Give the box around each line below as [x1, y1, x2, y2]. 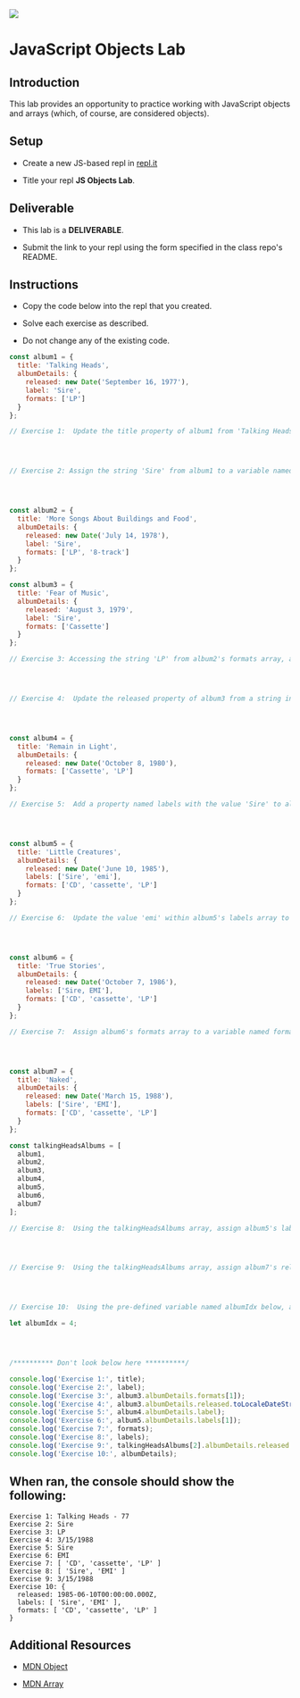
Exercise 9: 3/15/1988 [9, 1574, 94, 1584]
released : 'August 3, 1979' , [25, 605, 134, 615]
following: [9, 1488, 67, 1503]
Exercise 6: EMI [9, 1551, 70, 1560]
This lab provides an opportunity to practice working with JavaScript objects [9, 98, 291, 109]
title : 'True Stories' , [17, 961, 105, 970]
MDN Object [21, 1661, 69, 1672]
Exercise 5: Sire [9, 1543, 74, 1552]
